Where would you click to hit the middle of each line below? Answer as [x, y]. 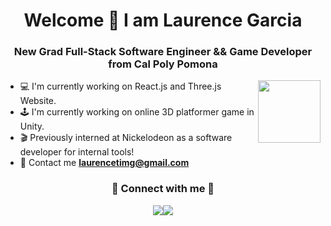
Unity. [32, 126]
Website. [38, 101]
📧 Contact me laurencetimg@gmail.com [104, 163]
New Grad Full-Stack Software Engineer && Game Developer [163, 52]
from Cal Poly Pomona [163, 64]
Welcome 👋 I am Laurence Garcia [163, 20]
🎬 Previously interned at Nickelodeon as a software [126, 138]
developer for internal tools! [77, 152]
